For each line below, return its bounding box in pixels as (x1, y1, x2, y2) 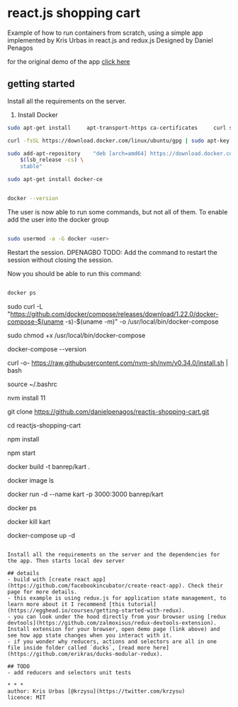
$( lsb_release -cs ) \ (20, 156, 84, 164)
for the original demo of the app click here (7, 57, 130, 65)
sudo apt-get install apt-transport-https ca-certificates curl (7, 124, 227, 131)
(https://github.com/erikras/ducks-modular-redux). (7, 650, 163, 657)
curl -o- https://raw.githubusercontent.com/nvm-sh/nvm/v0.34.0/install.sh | (7, 358, 228, 367)
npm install (7, 434, 40, 443)
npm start (7, 449, 36, 457)
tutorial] (127, 601, 157, 608)
